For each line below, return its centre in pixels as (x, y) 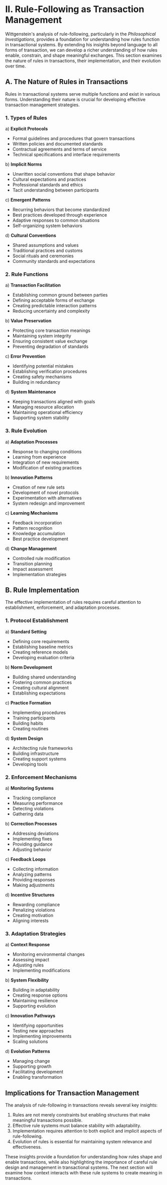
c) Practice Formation (28, 703)
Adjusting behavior (32, 850)
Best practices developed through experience (60, 215)
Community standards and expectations (54, 261)
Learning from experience (39, 457)
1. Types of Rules (26, 118)
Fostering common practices (42, 682)
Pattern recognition (32, 528)
